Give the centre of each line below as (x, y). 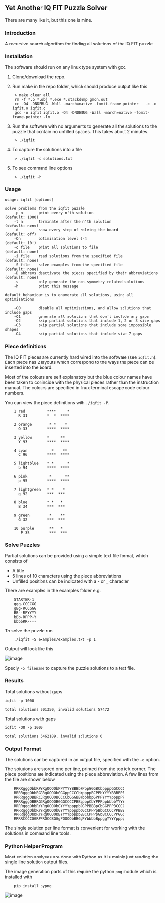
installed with (19, 877)
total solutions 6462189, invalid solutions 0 (54, 736)
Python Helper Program (34, 846)
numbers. (15, 393)
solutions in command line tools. (38, 833)
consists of (17, 561)
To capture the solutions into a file (47, 150)
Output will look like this (29, 649)
